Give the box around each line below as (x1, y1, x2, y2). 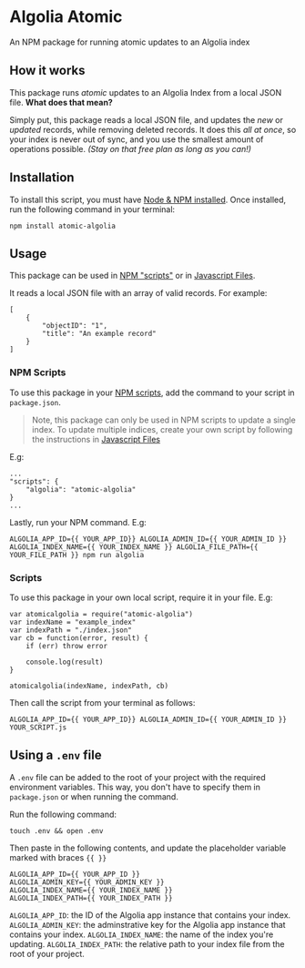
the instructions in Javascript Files (31, 433, 161, 444)
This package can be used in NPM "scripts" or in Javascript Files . (9, 270, 256, 281)
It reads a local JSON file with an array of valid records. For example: (9, 288, 268, 299)
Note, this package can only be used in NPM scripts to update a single (31, 414, 296, 425)
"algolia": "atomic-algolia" (25, 484, 137, 494)
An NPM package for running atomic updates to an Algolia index (9, 36, 250, 47)
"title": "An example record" (42, 330, 157, 339)
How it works (9, 63, 86, 78)
